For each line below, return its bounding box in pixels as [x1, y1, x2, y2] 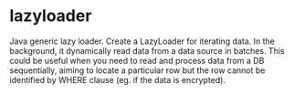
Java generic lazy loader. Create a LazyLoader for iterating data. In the [9, 36, 276, 47]
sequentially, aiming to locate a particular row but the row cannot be [9, 65, 266, 76]
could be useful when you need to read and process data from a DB [9, 55, 265, 66]
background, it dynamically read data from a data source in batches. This [9, 45, 285, 56]
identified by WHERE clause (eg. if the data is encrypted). [9, 74, 226, 85]
